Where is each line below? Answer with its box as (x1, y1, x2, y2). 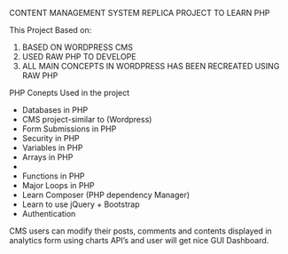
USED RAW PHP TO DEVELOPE (21, 52, 136, 61)
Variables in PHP (21, 142, 83, 153)
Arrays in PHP (21, 152, 74, 163)
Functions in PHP (21, 171, 85, 181)
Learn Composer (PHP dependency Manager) (21, 190, 191, 200)
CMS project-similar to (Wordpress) (21, 115, 152, 124)
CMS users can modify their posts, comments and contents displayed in (9, 226, 272, 236)
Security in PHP (21, 133, 80, 143)
